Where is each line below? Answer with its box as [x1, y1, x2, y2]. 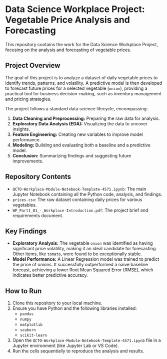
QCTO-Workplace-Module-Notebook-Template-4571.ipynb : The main [12, 186, 146, 192]
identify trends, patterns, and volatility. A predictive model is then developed [5, 80, 162, 86]
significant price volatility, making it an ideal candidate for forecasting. [12, 246, 157, 252]
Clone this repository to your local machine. [12, 300, 102, 306]
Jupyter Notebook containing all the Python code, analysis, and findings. [12, 191, 162, 197]
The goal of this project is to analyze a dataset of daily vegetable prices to [5, 74, 158, 81]
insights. [12, 126, 30, 132]
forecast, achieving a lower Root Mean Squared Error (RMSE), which [12, 267, 153, 273]
